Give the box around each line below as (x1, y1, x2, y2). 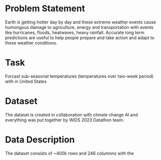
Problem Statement (5, 3, 85, 14)
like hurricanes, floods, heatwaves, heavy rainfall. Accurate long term (5, 29, 145, 35)
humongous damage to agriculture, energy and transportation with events (5, 24, 154, 30)
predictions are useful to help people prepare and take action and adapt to (5, 35, 155, 41)
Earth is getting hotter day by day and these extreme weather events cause (5, 19, 156, 25)
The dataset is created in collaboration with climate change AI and (5, 112, 138, 117)
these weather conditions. (5, 40, 58, 46)
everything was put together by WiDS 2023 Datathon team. (5, 117, 124, 123)
